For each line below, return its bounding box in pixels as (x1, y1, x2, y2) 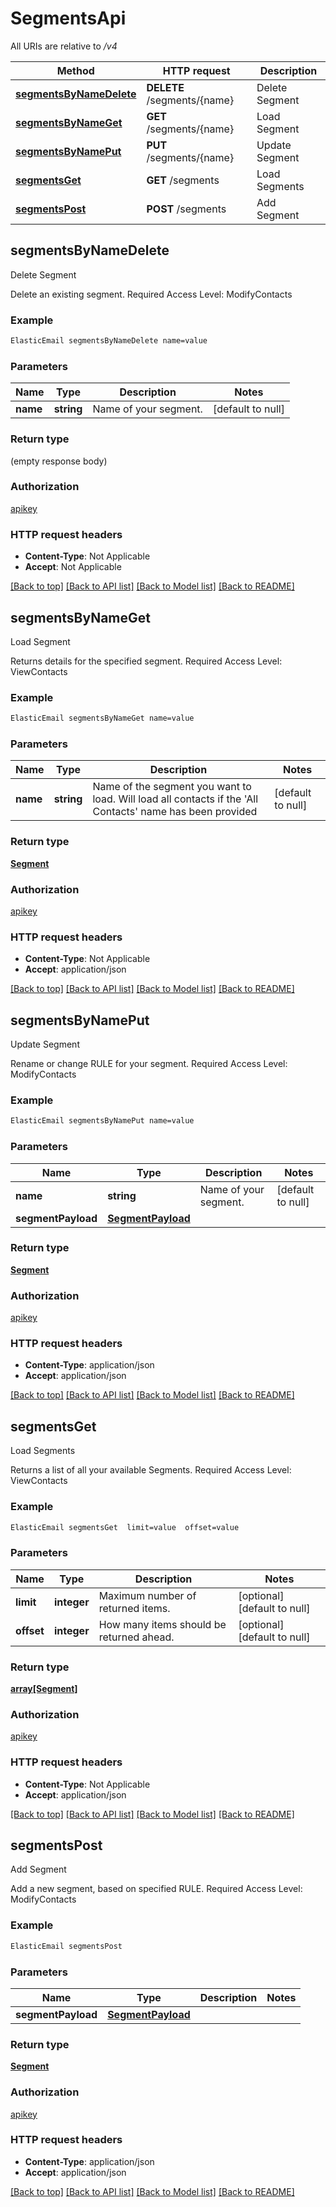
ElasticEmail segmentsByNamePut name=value (10, 1116, 195, 1126)
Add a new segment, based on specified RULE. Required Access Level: (10, 1883, 303, 1895)
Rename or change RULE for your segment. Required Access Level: (10, 1058, 288, 1070)
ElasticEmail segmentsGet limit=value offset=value (10, 1522, 240, 1532)
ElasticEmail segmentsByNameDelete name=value (10, 336, 208, 346)
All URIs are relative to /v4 (10, 40, 118, 52)
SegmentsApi (10, 7, 127, 30)
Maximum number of (98, 1588, 197, 1602)
